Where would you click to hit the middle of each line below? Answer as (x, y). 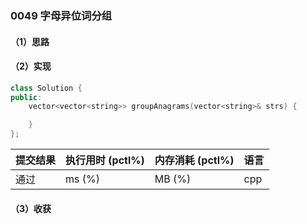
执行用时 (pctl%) (105, 160)
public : (26, 97)
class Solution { (46, 88)
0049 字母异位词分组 (61, 15)
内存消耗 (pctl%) (194, 160)
